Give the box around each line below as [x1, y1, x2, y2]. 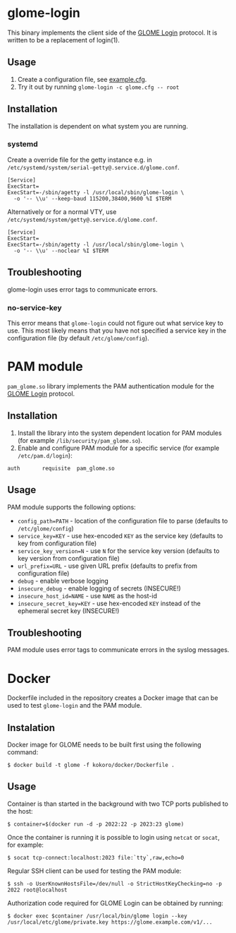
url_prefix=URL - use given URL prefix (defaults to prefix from [17, 561, 197, 570]
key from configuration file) [17, 539, 97, 547]
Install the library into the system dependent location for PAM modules [17, 429, 222, 437]
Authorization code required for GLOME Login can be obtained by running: [7, 898, 224, 907]
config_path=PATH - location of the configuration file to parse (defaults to [17, 516, 228, 525]
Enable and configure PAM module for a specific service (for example [17, 444, 220, 452]
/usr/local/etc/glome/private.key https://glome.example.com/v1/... [7, 918, 213, 926]
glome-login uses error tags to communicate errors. [7, 285, 159, 294]
